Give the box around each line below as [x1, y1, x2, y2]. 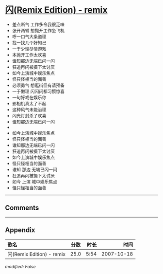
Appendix [5, 226, 35, 234]
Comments [5, 204, 39, 212]
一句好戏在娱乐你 [12, 94, 47, 100]
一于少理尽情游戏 [12, 46, 47, 52]
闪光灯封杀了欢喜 [12, 112, 47, 118]
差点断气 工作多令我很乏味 [12, 21, 65, 27]
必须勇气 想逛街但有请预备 [12, 82, 65, 88]
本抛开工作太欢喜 [12, 52, 47, 57]
